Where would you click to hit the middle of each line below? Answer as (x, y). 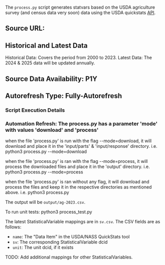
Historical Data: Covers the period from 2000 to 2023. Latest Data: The (78, 58)
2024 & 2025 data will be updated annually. (50, 63)
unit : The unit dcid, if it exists (43, 247)
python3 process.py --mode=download (46, 152)
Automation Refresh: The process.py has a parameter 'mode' (81, 124)
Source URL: (25, 28)
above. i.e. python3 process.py (37, 193)
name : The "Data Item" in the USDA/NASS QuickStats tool (71, 237)
